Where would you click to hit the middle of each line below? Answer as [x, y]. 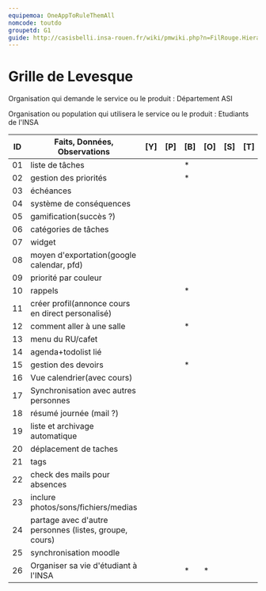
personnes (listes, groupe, [79, 530]
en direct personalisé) [71, 313]
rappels [44, 291]
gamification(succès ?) [73, 217]
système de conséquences [81, 204]
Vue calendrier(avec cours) [82, 378]
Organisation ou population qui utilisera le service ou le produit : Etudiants [129, 114]
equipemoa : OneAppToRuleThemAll [61, 15]
